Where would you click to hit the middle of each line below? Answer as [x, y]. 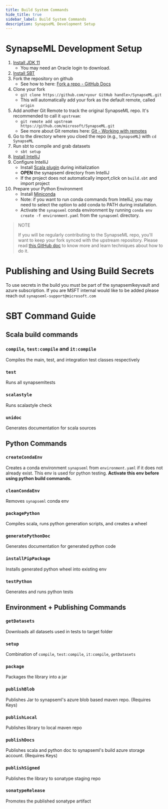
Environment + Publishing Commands [66, 607]
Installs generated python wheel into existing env [56, 569]
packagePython [23, 513]
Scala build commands [42, 334]
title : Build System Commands [37, 10]
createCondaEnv [24, 457]
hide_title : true [24, 15]
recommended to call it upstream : [47, 116]
